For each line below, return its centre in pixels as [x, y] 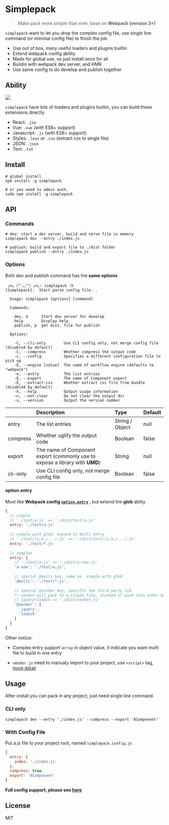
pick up [13, 361]
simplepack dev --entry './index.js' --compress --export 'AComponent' [82, 719]
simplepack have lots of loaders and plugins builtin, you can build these [79, 107]
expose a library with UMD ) [68, 462]
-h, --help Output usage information [66, 392]
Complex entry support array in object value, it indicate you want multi [86, 647]
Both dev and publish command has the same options [61, 275]
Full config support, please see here [44, 790]
